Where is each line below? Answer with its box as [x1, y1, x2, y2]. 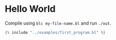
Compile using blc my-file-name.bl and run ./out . [5, 20, 111, 26]
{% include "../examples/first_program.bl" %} [5, 30, 106, 35]
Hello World [5, 3, 56, 15]
